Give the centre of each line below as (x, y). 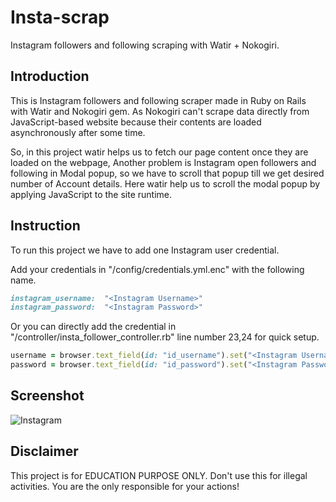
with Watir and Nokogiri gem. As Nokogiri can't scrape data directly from (160, 111)
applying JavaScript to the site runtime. (91, 194)
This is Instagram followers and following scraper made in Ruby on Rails (158, 100)
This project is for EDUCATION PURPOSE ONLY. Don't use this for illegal (159, 475)
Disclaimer (44, 451)
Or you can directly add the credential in (93, 327)
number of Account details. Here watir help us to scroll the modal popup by (165, 183)
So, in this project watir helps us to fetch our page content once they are (159, 152)
